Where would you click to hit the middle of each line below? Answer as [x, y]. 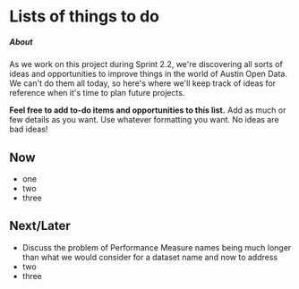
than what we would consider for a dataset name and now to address [150, 257]
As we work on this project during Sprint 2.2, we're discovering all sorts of [146, 64]
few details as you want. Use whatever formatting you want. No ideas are [144, 120]
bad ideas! [29, 129]
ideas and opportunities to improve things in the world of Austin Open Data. [149, 74]
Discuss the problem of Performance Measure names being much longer [157, 247]
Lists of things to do [84, 17]
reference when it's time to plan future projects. [97, 93]
